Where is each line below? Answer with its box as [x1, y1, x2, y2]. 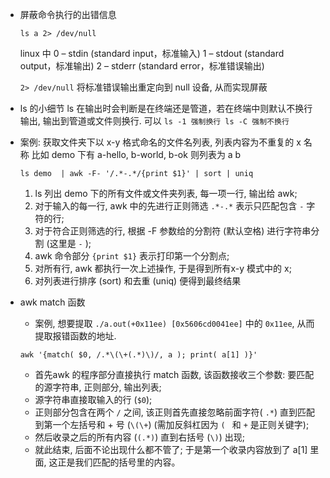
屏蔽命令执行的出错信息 [19, 9, 117, 20]
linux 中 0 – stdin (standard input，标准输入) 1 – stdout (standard [19, 48, 285, 59]
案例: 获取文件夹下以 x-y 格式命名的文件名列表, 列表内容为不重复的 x [19, 136, 302, 148]
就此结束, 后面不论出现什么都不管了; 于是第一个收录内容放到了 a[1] [34, 444, 308, 455]
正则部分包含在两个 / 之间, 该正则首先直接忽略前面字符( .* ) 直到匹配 [34, 406, 316, 418]
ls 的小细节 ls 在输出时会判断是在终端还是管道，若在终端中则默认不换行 [19, 103, 313, 114]
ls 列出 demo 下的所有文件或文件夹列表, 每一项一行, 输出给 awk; [34, 188, 298, 199]
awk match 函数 [19, 296, 86, 308]
